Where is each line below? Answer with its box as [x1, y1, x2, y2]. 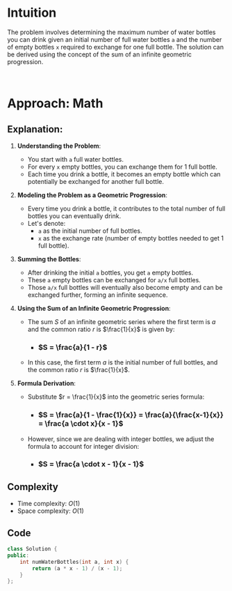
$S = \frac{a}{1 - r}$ [38, 342, 108, 352]
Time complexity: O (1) [17, 500, 81, 508]
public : [7, 552, 30, 559]
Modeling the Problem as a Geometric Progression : [17, 190, 168, 199]
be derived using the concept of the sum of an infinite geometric [7, 50, 192, 59]
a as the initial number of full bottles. [38, 227, 142, 235]
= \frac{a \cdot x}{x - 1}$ [38, 419, 124, 429]
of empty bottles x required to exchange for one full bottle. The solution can [7, 43, 224, 51]
